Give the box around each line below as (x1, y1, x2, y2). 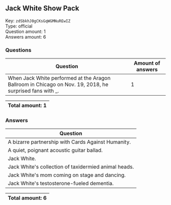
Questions (5, 46, 32, 53)
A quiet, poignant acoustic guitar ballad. (8, 147, 103, 154)
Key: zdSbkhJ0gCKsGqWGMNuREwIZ (5, 17, 71, 23)
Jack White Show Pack (5, 4, 79, 13)
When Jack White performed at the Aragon (8, 75, 111, 82)
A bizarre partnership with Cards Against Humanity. (8, 138, 131, 145)
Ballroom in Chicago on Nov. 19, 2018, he (8, 81, 108, 88)
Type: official (5, 23, 33, 29)
